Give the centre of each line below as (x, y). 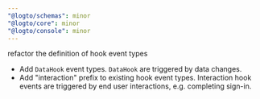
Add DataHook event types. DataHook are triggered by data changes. (130, 69)
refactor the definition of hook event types (78, 54)
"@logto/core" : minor (44, 23)
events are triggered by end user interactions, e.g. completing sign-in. (135, 86)
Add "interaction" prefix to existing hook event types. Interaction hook (135, 78)
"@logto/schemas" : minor (49, 16)
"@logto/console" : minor (49, 31)
